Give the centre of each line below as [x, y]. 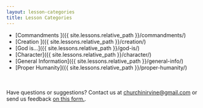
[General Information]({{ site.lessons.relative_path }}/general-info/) [99, 61]
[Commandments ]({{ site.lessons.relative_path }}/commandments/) [100, 35]
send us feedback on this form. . [46, 99]
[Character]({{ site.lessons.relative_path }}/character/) [83, 54]
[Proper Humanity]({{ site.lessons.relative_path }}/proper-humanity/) [101, 67]
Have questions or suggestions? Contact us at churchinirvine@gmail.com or [102, 92]
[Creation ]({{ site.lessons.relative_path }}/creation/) [80, 41]
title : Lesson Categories [39, 18]
